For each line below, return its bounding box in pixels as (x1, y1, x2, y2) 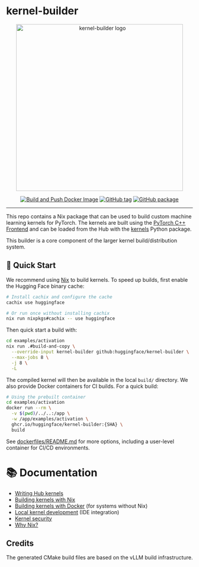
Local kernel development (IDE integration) (14, 508, 120, 515)
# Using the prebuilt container (6, 394, 86, 400)
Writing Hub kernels (14, 489, 64, 496)
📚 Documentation (6, 466, 98, 479)
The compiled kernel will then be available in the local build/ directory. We (6, 376, 188, 383)
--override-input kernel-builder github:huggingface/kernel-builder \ (11, 349, 190, 355)
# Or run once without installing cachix (6, 310, 110, 316)
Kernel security (14, 515, 52, 522)
